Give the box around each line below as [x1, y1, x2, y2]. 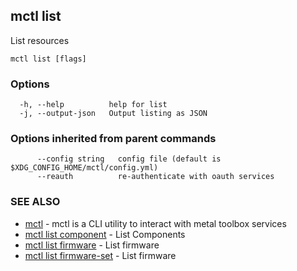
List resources [10, 34, 70, 46]
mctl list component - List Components [24, 228, 186, 240]
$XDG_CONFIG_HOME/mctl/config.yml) [10, 163, 159, 173]
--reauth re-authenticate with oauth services [36, 172, 275, 182]
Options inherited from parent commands [10, 132, 217, 146]
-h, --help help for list [19, 100, 168, 110]
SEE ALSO [10, 195, 61, 209]
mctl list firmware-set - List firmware [24, 249, 177, 261]
